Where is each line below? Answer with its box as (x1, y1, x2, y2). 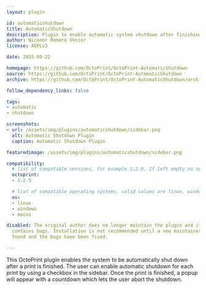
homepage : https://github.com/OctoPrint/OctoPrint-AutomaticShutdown (6, 65, 188, 71)
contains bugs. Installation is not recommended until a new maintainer (12, 228, 202, 234)
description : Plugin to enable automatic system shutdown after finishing (6, 31, 202, 37)
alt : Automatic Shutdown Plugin (12, 133, 95, 139)
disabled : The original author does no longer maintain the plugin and (6, 222, 193, 229)
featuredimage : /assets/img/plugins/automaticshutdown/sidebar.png (6, 149, 183, 155)
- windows (12, 206, 37, 212)
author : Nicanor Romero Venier (6, 37, 86, 44)
